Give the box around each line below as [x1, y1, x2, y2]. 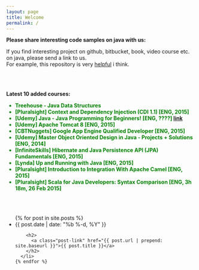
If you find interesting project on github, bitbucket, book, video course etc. [6, 48, 190, 55]
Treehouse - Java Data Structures [14, 102, 101, 109]
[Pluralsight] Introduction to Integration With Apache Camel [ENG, [14, 166, 183, 173]
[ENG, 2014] [14, 140, 46, 148]
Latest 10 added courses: [6, 91, 71, 98]
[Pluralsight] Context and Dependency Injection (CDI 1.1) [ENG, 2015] [14, 109, 189, 116]
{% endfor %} [14, 259, 48, 265]
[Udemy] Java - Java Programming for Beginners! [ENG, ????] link [14, 115, 183, 122]
